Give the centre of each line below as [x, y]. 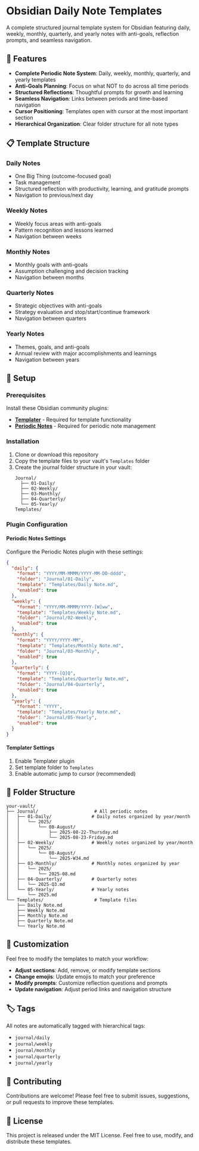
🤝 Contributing [34, 1082]
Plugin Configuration [37, 524]
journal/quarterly [38, 1057]
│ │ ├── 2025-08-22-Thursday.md [62, 832]
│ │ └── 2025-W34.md [48, 858]
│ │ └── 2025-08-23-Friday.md [60, 837]
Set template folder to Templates [54, 767]
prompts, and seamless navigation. [49, 40]
